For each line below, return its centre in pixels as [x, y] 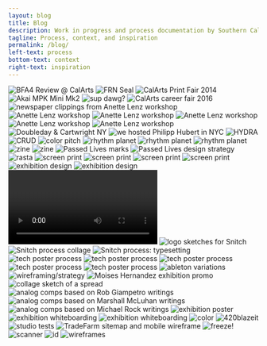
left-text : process [41, 52]
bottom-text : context [44, 60]
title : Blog [28, 23]
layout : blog [30, 15]
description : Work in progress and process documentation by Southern [128, 30]
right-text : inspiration [49, 67]
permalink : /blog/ [39, 45]
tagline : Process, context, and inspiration [83, 38]
